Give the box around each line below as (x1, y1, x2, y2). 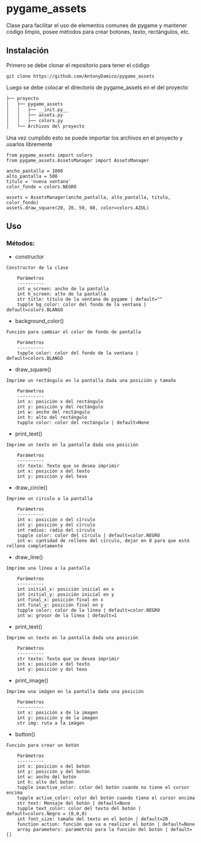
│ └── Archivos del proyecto (6, 123, 85, 129)
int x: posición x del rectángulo (17, 398, 104, 404)
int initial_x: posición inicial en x (17, 586, 114, 592)
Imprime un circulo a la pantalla (6, 495, 93, 501)
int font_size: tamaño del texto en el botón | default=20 (17, 816, 169, 822)
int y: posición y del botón (17, 768, 90, 774)
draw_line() (14, 553, 43, 561)
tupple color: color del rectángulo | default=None (17, 419, 149, 425)
